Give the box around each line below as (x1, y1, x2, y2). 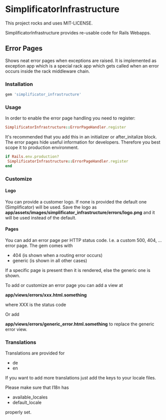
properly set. (5, 409, 31, 415)
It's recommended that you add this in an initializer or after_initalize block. (5, 134, 157, 140)
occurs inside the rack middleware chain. (5, 68, 90, 74)
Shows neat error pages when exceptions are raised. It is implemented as (5, 57, 156, 63)
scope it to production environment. (5, 144, 79, 150)
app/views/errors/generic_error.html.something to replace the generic (5, 321, 154, 327)
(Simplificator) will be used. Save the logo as (5, 204, 97, 210)
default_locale (12, 399, 41, 405)
